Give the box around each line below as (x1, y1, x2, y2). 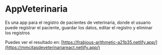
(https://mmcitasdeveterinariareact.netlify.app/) (5, 44, 101, 50)
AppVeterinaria (5, 3, 68, 15)
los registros (5, 30, 30, 36)
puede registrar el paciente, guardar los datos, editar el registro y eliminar (5, 24, 153, 30)
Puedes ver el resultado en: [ (5, 39, 63, 45)
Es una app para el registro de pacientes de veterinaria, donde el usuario (5, 19, 151, 25)
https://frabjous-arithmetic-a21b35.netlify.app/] (62, 39, 158, 45)
